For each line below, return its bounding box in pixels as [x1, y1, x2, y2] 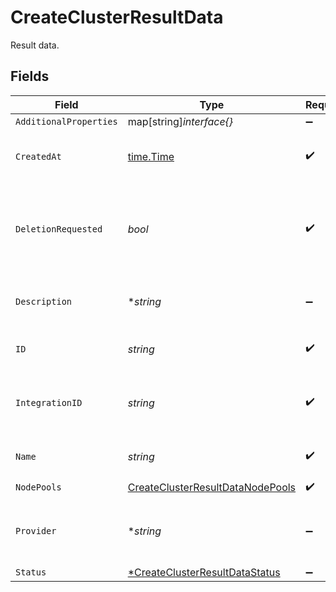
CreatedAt [15, 151, 62, 162]
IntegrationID [15, 397, 83, 408]
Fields [10, 68, 50, 85]
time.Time [127, 149, 175, 163]
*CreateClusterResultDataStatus [127, 565, 281, 579]
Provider [15, 525, 57, 536]
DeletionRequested [15, 223, 103, 235]
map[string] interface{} [127, 114, 234, 128]
